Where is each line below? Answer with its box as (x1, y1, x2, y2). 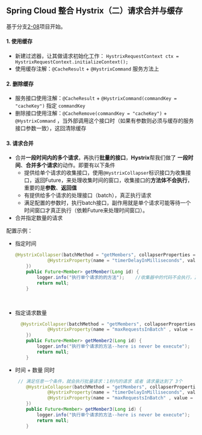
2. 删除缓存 (6, 80, 34, 87)
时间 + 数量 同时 (14, 366, 55, 374)
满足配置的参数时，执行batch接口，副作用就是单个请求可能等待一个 (23, 199, 191, 207)
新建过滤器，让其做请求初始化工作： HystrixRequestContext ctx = (14, 52, 179, 60)
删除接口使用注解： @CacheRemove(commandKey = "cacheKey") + (14, 110, 167, 117)
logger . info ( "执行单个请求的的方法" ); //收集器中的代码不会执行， (37, 274, 195, 280)
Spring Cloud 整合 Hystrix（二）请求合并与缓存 (6, 5, 183, 16)
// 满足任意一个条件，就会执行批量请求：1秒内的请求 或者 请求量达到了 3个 (17, 378, 183, 384)
